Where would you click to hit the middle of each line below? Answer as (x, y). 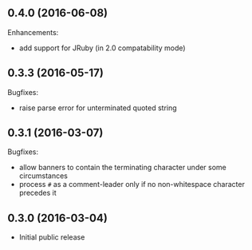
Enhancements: (33, 32)
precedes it (37, 193)
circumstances (43, 176)
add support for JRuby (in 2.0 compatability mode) (102, 48)
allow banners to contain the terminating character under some (122, 168)
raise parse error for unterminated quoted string (98, 108)
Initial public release (52, 237)
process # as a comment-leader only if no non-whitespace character (132, 185)
